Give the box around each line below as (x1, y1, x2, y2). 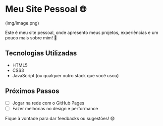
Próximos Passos (5, 87, 59, 95)
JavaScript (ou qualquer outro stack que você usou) (12, 72, 119, 78)
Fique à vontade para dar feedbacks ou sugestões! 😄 (5, 115, 115, 121)
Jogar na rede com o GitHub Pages (12, 100, 85, 106)
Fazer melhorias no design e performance (12, 105, 98, 111)
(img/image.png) (5, 20, 40, 26)
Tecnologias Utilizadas (5, 49, 77, 58)
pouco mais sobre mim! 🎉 (5, 34, 57, 40)
